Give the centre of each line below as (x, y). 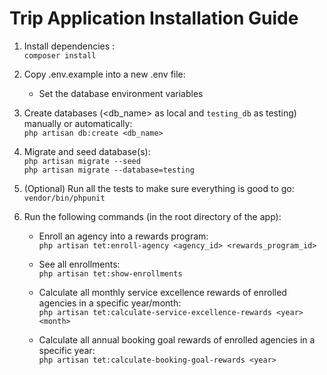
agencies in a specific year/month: (110, 303)
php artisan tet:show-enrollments (110, 273)
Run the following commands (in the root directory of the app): (152, 216)
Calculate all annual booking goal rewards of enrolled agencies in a (177, 339)
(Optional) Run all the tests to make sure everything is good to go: (159, 188)
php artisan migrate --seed (82, 161)
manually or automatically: (78, 123)
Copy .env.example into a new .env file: (104, 74)
